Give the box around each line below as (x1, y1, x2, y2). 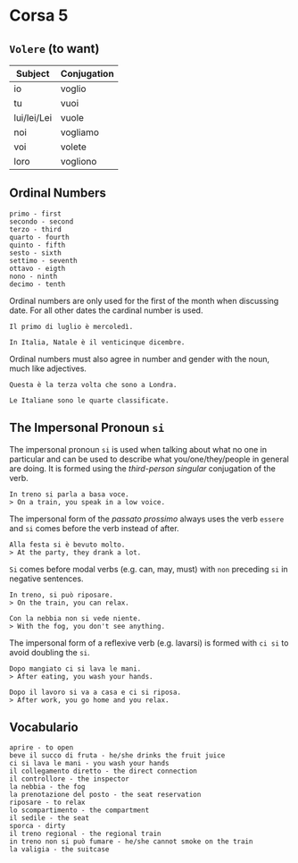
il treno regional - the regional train (9, 829, 162, 839)
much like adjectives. (9, 363, 87, 374)
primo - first (9, 209, 62, 218)
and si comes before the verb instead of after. (9, 522, 180, 533)
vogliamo (61, 126, 100, 139)
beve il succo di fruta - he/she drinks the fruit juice (9, 751, 226, 760)
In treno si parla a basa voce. (9, 489, 129, 499)
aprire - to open (9, 743, 74, 752)
